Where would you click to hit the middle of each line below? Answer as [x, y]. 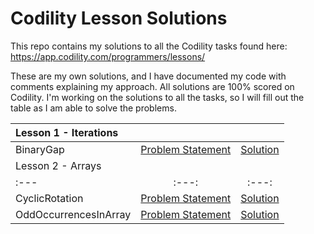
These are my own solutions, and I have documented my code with [148, 76]
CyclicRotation [49, 198]
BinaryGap [40, 149]
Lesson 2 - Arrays [58, 165]
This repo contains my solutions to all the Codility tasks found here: [149, 46]
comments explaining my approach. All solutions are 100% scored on [152, 86]
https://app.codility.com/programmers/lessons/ [108, 56]
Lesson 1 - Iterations [67, 132]
